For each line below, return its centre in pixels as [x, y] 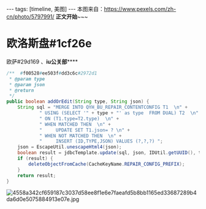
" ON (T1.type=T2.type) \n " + [79, 119]
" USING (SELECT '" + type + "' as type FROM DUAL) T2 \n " [119, 113]
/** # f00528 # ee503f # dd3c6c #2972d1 [52, 73]
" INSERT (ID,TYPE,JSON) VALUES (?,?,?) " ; [101, 141]
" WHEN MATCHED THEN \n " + [75, 124]
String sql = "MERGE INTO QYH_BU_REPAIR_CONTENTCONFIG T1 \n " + [103, 108]
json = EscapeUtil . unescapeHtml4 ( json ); [70, 147]
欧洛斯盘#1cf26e [49, 44]
